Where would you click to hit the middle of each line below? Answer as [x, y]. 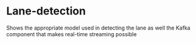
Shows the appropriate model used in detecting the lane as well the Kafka [98, 28]
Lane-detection [46, 11]
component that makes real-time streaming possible [72, 34]
